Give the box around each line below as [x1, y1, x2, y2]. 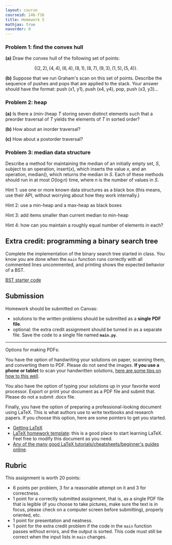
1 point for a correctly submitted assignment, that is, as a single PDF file [12, 496, 164, 502]
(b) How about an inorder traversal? [5, 126, 81, 132]
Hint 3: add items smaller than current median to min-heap [5, 212, 129, 218]
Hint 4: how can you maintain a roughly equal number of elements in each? [5, 222, 164, 229]
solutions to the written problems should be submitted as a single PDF [12, 315, 161, 322]
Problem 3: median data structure [5, 148, 91, 156]
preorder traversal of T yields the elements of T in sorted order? [5, 116, 140, 122]
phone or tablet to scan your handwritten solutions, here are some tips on [5, 367, 161, 373]
